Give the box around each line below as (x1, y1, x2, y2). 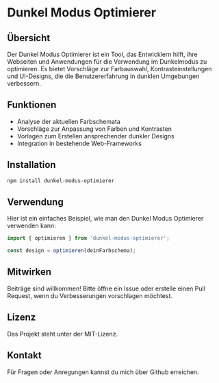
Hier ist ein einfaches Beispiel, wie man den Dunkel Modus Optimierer (7, 214, 204, 223)
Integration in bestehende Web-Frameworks (16, 139, 142, 147)
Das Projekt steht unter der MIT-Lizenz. (7, 330, 118, 338)
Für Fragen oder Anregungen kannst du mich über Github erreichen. (7, 368, 200, 376)
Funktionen (7, 99, 57, 111)
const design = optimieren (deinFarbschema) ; (7, 247, 136, 254)
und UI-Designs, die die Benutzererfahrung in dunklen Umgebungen (7, 72, 200, 80)
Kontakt (7, 349, 42, 361)
